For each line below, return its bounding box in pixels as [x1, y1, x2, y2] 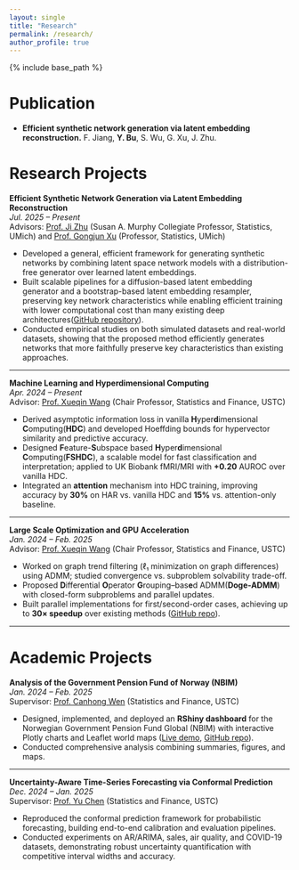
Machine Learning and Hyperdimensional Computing [9, 378, 209, 388]
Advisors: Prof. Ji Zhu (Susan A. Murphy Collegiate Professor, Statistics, [9, 222, 273, 232]
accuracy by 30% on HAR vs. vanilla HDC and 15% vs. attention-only [21, 490, 277, 500]
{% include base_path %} [9, 62, 103, 73]
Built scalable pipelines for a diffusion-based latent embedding [21, 277, 253, 288]
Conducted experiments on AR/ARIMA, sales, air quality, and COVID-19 [21, 832, 283, 842]
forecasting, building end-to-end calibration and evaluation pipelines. [21, 823, 277, 833]
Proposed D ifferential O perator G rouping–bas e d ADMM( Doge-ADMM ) [21, 580, 280, 590]
